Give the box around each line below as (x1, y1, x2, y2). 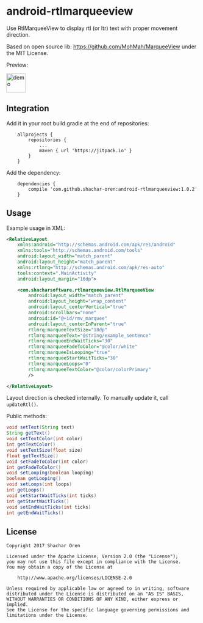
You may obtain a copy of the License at (6, 564, 113, 570)
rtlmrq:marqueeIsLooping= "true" (28, 350, 111, 356)
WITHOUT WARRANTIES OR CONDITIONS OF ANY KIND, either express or (6, 596, 179, 603)
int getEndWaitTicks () (6, 509, 64, 516)
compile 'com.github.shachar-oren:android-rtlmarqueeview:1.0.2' (28, 186, 198, 192)
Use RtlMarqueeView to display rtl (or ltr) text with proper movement (6, 24, 178, 32)
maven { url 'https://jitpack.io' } (38, 147, 132, 153)
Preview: (6, 61, 29, 68)
